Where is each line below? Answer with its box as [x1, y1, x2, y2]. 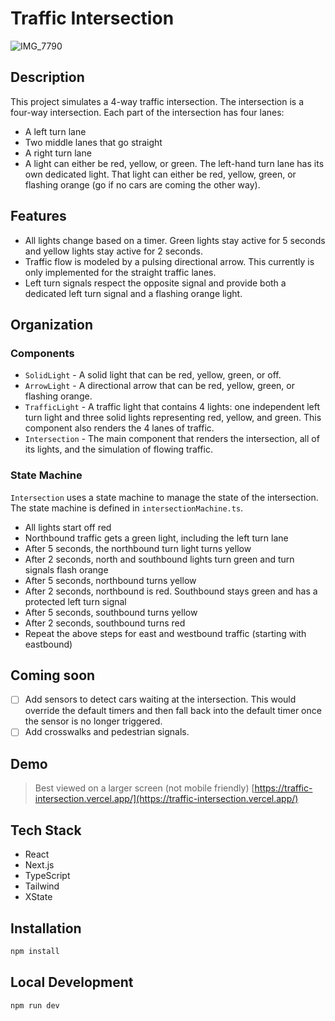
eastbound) [24, 638, 73, 650]
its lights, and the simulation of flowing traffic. [24, 443, 213, 456]
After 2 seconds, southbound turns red [24, 617, 186, 629]
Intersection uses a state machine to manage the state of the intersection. [10, 491, 319, 503]
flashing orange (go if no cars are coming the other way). [24, 178, 261, 191]
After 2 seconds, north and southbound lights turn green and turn [24, 553, 295, 565]
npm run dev [10, 1000, 60, 1011]
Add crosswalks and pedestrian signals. [24, 726, 190, 738]
